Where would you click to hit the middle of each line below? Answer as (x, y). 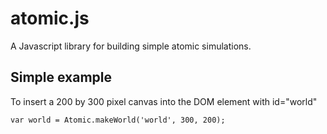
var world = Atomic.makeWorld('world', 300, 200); (118, 120)
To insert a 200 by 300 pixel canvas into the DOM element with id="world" (164, 101)
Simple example (61, 77)
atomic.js (50, 18)
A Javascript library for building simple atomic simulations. (131, 46)
